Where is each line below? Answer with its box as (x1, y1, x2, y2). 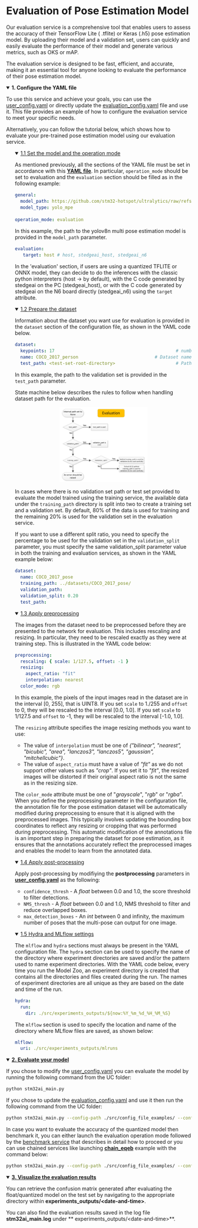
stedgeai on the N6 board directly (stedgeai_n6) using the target (14, 288, 173, 295)
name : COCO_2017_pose (20, 574, 74, 580)
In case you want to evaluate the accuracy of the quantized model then (6, 1126, 179, 1133)
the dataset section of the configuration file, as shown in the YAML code (14, 323, 191, 331)
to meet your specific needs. (6, 114, 75, 121)
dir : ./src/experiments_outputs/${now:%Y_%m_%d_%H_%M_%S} (25, 1010, 171, 1016)
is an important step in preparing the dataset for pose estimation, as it (14, 834, 184, 841)
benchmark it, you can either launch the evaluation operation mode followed (6, 1132, 192, 1139)
